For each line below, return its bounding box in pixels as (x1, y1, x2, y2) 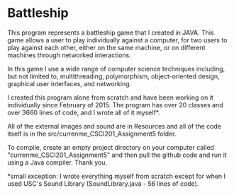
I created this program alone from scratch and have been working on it (7, 93, 214, 102)
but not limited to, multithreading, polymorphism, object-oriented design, (7, 72, 220, 81)
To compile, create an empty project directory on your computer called (7, 143, 215, 151)
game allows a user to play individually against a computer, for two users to (7, 35, 228, 44)
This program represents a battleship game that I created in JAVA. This (7, 28, 214, 37)
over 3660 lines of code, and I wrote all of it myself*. (7, 108, 160, 117)
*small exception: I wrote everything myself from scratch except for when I (7, 172, 225, 180)
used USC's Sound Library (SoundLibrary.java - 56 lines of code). (7, 179, 199, 188)
